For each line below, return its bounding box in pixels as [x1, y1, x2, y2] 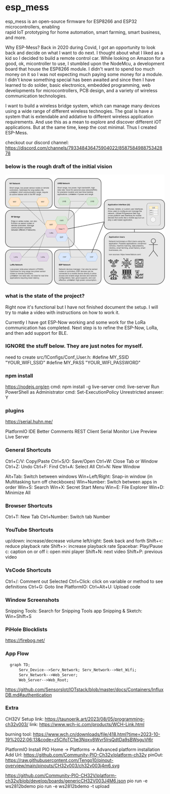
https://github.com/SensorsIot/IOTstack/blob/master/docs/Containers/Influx [5, 686, 164, 693]
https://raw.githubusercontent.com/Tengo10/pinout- [5, 757, 114, 763]
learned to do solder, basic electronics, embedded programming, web [5, 82, 151, 88]
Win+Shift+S [5, 613, 32, 619]
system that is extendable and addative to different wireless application [5, 113, 154, 119]
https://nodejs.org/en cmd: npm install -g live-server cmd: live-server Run [5, 384, 159, 390]
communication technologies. [5, 93, 67, 99]
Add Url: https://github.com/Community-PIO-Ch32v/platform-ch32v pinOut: [5, 751, 163, 757]
